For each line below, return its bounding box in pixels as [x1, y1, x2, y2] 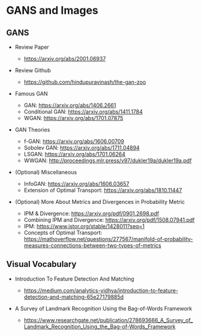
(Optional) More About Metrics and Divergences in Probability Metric [14, 198, 185, 205]
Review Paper [14, 43, 49, 50]
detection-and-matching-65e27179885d [23, 293, 124, 301]
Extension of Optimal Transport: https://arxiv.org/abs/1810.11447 [23, 187, 182, 194]
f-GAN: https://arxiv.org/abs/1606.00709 [23, 138, 124, 145]
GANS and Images [6, 4, 99, 17]
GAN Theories [14, 126, 50, 133]
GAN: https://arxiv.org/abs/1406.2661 [23, 102, 116, 109]
